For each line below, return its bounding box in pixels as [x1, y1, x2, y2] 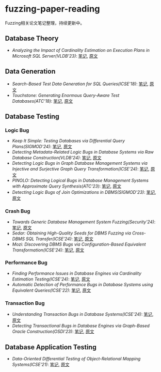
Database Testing [5, 112, 60, 121]
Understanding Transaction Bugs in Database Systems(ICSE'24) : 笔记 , [12, 311, 154, 317]
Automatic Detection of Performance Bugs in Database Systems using [12, 281, 154, 287]
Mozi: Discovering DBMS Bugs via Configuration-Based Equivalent [12, 241, 146, 247]
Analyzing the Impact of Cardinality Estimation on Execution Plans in [12, 47, 150, 53]
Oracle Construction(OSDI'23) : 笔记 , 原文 [12, 328, 95, 335]
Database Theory [5, 34, 59, 43]
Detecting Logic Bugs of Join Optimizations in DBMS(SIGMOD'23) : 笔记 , [12, 189, 157, 195]
